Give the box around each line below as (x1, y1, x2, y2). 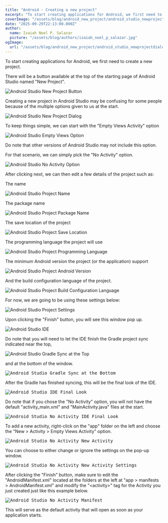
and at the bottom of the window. (5, 360, 73, 366)
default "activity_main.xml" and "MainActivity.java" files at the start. (5, 403, 144, 410)
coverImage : (5, 16, 30, 21)
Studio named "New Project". (5, 78, 65, 84)
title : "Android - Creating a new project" (5, 7, 97, 12)
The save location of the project (5, 219, 71, 225)
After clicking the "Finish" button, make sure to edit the (5, 471, 118, 477)
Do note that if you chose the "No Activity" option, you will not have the (5, 398, 152, 404)
